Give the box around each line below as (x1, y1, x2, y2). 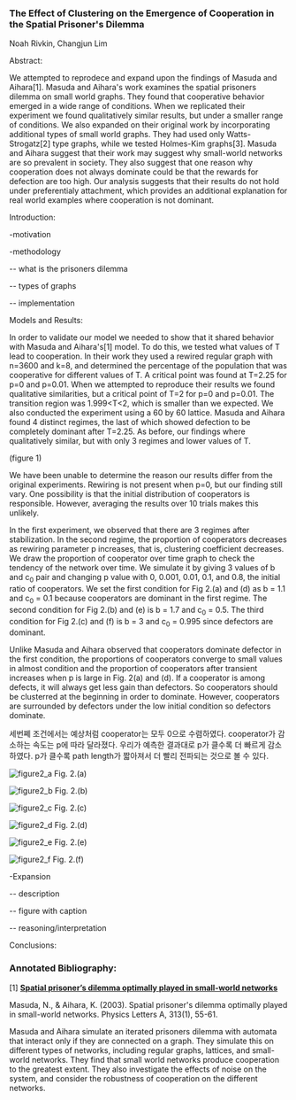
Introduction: (9, 212, 56, 223)
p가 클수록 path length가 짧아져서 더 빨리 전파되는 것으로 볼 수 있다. (34, 751, 269, 762)
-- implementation (9, 298, 75, 308)
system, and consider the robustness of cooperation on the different (9, 1073, 258, 1083)
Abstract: (9, 56, 42, 66)
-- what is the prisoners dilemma (9, 264, 128, 275)
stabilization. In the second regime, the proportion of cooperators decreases (9, 534, 287, 545)
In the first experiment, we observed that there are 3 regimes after (9, 525, 250, 536)
